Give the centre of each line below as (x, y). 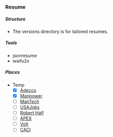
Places (13, 72)
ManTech (29, 101)
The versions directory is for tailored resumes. (60, 31)
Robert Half (32, 113)
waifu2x (21, 60)
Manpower (31, 95)
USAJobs (30, 107)
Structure (16, 19)
